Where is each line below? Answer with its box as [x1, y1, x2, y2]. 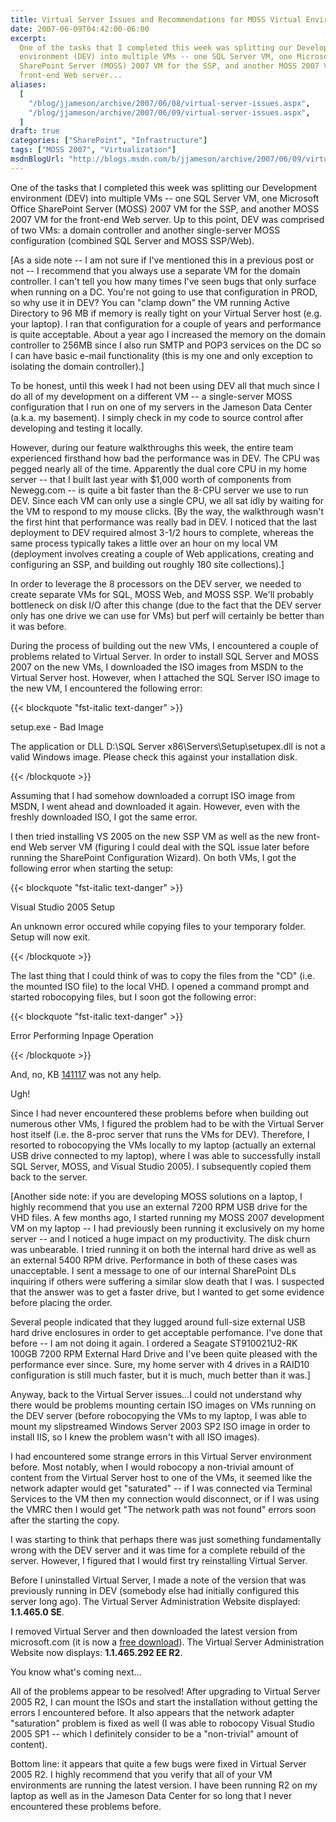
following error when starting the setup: [10, 862, 174, 874]
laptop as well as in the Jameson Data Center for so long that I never [10, 1789, 293, 1801]
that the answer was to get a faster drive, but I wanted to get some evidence [10, 1286, 325, 1298]
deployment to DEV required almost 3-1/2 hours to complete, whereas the [10, 526, 315, 538]
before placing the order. [10, 1296, 113, 1308]
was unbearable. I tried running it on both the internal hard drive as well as [10, 1243, 317, 1255]
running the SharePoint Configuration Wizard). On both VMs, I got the [10, 851, 297, 863]
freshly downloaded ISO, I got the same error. [10, 811, 198, 823]
